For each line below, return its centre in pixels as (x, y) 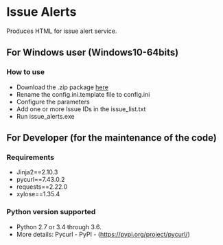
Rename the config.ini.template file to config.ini (83, 94)
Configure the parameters (53, 102)
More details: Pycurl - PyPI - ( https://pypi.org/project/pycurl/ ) (103, 234)
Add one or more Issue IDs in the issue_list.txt (81, 109)
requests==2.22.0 (42, 187)
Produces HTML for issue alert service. (62, 31)
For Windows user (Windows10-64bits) (93, 52)
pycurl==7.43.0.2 (40, 180)
